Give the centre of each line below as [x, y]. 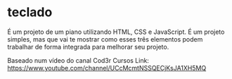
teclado [30, 12]
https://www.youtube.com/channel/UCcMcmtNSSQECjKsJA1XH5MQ [107, 68]
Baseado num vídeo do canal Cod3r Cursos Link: [78, 60]
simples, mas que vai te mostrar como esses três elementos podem [105, 39]
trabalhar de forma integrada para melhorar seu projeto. [88, 47]
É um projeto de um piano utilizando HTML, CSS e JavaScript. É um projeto [116, 32]
